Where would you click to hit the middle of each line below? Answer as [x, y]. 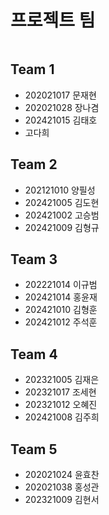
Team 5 [34, 449]
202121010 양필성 [60, 190]
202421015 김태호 [61, 120]
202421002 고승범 [62, 215]
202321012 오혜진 [61, 405]
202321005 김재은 [62, 380]
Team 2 [34, 164]
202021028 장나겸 [62, 107]
